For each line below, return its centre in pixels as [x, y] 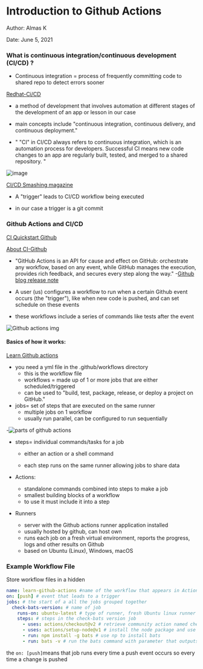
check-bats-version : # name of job [56, 607]
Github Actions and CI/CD [45, 224]
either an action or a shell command [69, 453]
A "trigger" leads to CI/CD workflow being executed [79, 197]
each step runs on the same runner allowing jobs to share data [102, 465]
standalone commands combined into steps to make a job [96, 489]
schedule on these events [47, 304]
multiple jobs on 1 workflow [58, 412]
